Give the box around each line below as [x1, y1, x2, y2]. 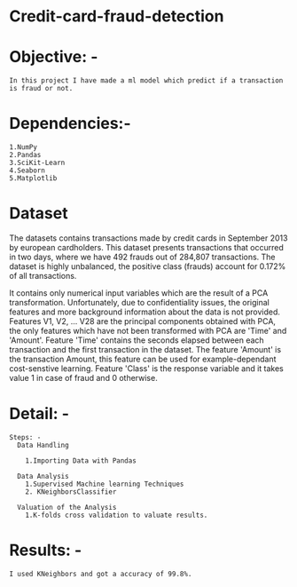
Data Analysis [17, 472, 69, 480]
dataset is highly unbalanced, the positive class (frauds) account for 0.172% [9, 261, 286, 272]
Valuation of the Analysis [17, 503, 117, 512]
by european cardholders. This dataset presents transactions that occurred [9, 242, 284, 252]
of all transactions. [9, 271, 77, 281]
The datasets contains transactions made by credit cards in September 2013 [9, 233, 288, 243]
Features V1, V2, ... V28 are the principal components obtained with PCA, [9, 316, 277, 326]
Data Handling [17, 440, 69, 449]
